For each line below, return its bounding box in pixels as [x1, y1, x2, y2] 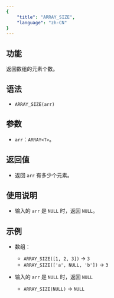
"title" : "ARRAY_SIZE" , [17, 14, 76, 20]
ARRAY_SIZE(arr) [14, 101, 55, 107]
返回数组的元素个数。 [6, 66, 58, 73]
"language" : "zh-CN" [17, 20, 67, 25]
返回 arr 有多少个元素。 [14, 171, 73, 179]
